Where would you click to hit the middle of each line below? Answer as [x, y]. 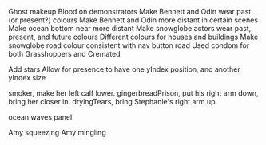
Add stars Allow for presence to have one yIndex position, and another [125, 69]
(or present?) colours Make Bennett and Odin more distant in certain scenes [133, 20]
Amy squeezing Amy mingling [57, 132]
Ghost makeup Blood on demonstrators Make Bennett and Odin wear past [130, 12]
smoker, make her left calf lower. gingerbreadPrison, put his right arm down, [133, 93]
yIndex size [27, 78]
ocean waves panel [40, 117]
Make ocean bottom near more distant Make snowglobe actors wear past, [130, 28]
